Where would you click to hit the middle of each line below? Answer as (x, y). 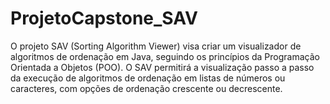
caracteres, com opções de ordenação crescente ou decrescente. (146, 88)
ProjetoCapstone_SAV (104, 18)
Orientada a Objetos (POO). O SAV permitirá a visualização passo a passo (162, 67)
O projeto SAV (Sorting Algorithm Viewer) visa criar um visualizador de (156, 46)
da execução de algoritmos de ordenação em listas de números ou (148, 78)
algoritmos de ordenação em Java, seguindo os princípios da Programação (165, 56)
